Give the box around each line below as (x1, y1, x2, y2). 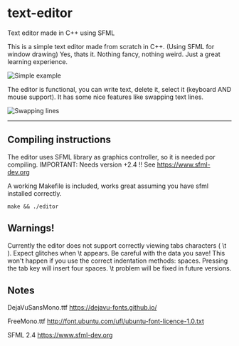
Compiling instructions (7, 134, 112, 146)
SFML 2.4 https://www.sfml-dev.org (7, 331, 113, 340)
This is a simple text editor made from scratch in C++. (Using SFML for (7, 42, 215, 51)
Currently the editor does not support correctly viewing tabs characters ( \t (7, 241, 227, 250)
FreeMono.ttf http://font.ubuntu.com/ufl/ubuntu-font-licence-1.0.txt (7, 317, 205, 325)
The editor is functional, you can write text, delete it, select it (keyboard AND (7, 85, 232, 93)
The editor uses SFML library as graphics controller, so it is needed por (7, 152, 216, 161)
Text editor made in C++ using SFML (7, 28, 115, 37)
